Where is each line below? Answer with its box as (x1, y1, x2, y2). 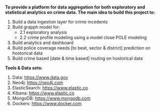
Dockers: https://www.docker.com (12, 101, 82, 106)
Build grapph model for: (12, 24, 60, 30)
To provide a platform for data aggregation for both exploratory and (5, 4, 145, 10)
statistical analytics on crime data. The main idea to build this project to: (5, 9, 156, 15)
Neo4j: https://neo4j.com (12, 80, 63, 85)
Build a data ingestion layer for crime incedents (12, 19, 108, 25)
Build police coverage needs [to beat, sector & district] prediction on (12, 45, 151, 51)
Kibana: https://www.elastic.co (12, 90, 75, 96)
